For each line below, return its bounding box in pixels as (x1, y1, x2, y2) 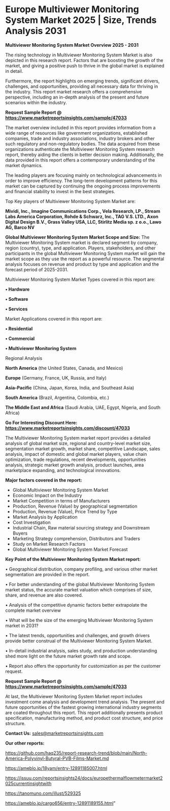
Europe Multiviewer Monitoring (5, 4, 140, 15)
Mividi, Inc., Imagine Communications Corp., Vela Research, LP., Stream (5, 208, 161, 214)
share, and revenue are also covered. (5, 592, 83, 598)
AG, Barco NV (5, 224, 35, 230)
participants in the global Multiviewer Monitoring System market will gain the (5, 250, 165, 256)
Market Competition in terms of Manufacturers (12, 497, 110, 504)
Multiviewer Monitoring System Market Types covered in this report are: (5, 276, 156, 283)
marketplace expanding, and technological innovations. (5, 467, 121, 473)
